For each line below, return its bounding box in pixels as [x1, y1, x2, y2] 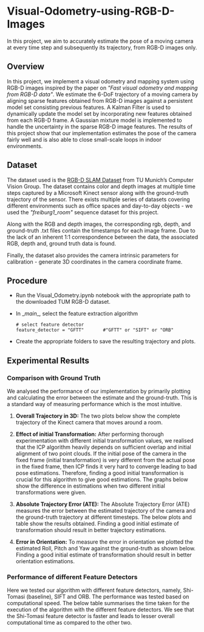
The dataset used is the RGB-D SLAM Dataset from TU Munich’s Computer [7, 176, 194, 183]
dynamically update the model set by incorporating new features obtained [7, 110, 192, 117]
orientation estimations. [15, 558, 75, 565]
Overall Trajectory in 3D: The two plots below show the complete [15, 412, 181, 420]
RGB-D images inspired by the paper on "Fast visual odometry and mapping [7, 84, 198, 91]
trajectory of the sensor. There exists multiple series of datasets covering [7, 195, 190, 203]
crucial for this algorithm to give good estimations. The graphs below [15, 476, 188, 483]
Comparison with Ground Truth [7, 373, 101, 382]
